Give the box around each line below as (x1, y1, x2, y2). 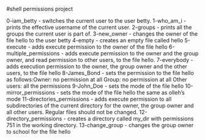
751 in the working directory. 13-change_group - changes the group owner (6, 122, 194, 128)
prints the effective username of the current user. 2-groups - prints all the (6, 24, 192, 31)
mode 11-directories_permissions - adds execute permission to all (6, 95, 172, 103)
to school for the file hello (6, 128, 71, 135)
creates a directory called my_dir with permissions (67, 115, 194, 122)
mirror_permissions (6, 89, 55, 96)
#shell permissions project (6, 6, 73, 12)
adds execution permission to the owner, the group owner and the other (6, 63, 188, 70)
